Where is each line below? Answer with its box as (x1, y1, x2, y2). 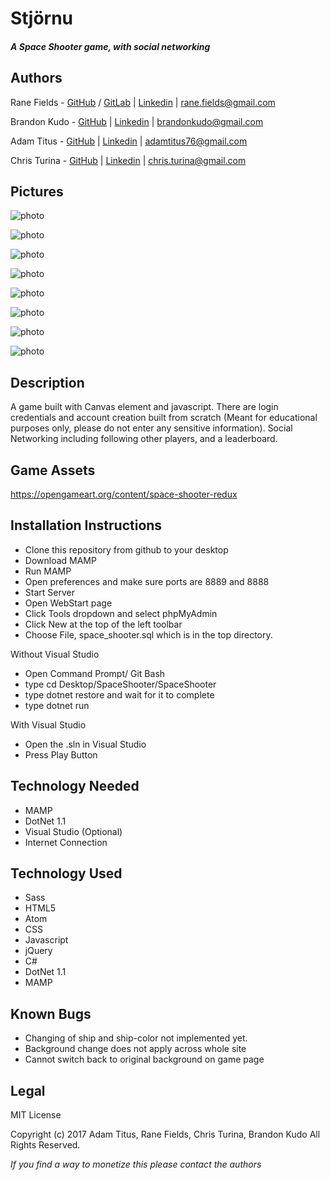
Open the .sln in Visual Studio (24, 738, 147, 750)
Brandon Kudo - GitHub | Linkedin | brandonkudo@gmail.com (10, 115, 264, 127)
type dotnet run (24, 699, 90, 711)
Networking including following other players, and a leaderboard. (10, 433, 278, 445)
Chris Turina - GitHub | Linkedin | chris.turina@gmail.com (10, 154, 247, 166)
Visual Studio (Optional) (24, 825, 123, 837)
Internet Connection (24, 836, 108, 848)
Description (10, 374, 85, 391)
